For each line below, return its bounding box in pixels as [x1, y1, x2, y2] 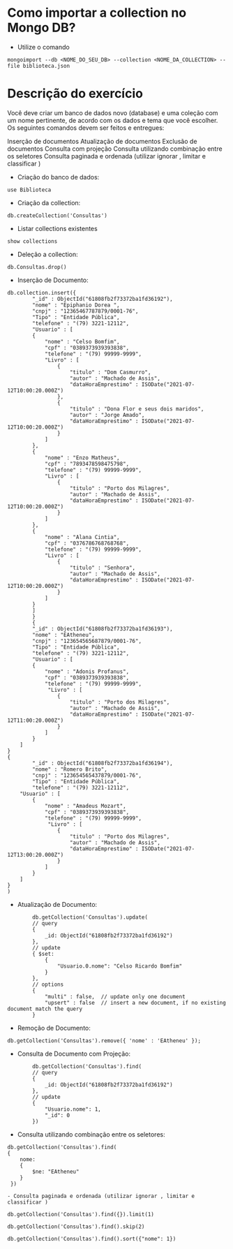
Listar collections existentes [17, 224, 98, 232]
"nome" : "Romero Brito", [32, 766, 108, 773]
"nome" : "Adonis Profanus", [44, 668, 130, 675]
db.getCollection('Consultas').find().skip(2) [7, 1223, 145, 1230]
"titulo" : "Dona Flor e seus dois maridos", [69, 405, 204, 413]
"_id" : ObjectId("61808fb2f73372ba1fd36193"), [32, 625, 173, 633]
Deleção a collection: [17, 250, 78, 258]
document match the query [7, 1005, 82, 1012]
